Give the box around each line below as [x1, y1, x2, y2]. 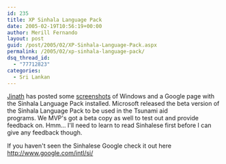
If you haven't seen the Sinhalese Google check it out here [7, 141, 172, 150]
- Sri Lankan [13, 73, 51, 81]
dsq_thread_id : [7, 55, 51, 61]
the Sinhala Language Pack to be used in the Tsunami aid [7, 107, 169, 115]
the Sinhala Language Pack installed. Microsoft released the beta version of [7, 100, 220, 108]
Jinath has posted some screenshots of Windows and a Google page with [7, 92, 215, 100]
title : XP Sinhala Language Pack [7, 16, 102, 23]
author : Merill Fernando [7, 29, 78, 36]
